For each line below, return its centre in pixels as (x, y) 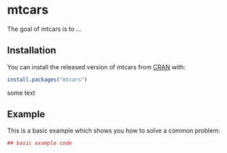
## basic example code (40, 143)
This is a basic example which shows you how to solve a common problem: (113, 131)
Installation (32, 50)
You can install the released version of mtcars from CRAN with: (96, 67)
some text (21, 93)
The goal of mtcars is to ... (44, 29)
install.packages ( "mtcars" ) (47, 80)
